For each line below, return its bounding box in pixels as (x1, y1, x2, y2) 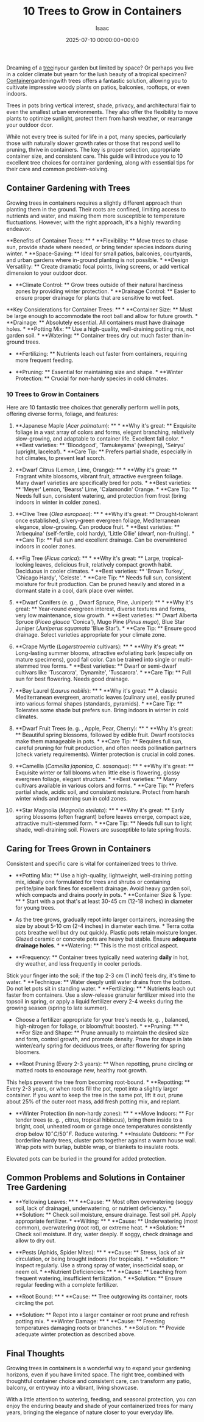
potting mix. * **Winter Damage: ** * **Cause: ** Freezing (15, 1318, 166, 1325)
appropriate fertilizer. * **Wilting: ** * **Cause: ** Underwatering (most (15, 1217, 198, 1225)
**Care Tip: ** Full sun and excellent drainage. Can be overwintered (15, 536, 188, 543)
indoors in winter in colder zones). (15, 498, 102, 506)
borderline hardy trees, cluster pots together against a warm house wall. (15, 1136, 197, 1144)
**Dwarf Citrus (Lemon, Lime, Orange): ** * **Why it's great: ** (15, 466, 178, 473)
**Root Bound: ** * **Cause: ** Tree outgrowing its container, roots (15, 1293, 188, 1300)
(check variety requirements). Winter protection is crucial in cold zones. (15, 751, 195, 758)
